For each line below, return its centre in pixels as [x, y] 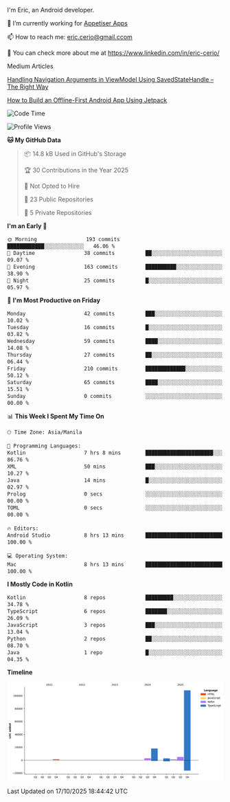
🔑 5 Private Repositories [58, 213]
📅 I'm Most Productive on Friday [54, 300]
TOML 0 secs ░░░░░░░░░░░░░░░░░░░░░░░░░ [115, 508]
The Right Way [28, 87]
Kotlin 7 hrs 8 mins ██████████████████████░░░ [115, 453]
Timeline [20, 672]
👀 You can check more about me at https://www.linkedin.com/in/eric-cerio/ [113, 53]
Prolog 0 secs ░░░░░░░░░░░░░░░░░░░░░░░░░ [115, 494]
